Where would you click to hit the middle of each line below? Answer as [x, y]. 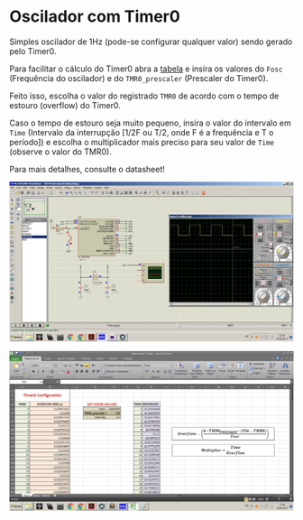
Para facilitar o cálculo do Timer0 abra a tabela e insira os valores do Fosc [146, 69]
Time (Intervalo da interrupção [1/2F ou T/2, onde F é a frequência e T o [142, 132]
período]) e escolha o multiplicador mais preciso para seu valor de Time [142, 142]
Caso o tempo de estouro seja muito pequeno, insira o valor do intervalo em [150, 123]
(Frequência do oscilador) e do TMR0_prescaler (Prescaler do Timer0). [139, 78]
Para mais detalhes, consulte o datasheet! [87, 169]
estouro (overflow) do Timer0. [65, 105]
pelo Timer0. [33, 51]
